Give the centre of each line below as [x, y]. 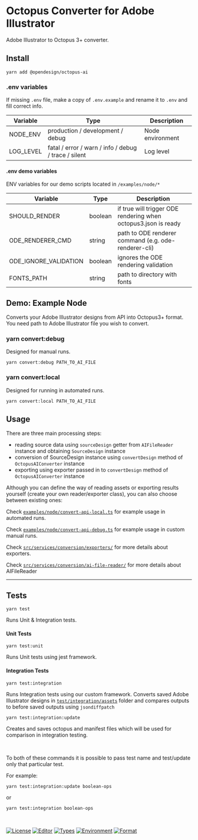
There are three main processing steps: [54, 434]
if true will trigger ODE [148, 209]
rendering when [140, 216]
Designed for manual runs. [38, 352]
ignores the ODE [140, 257]
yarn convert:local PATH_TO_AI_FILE [51, 401]
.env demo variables [32, 171]
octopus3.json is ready [149, 224]
